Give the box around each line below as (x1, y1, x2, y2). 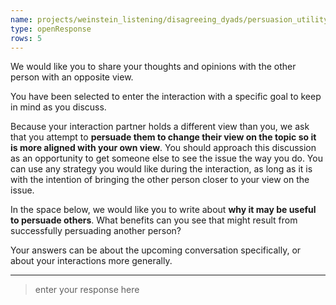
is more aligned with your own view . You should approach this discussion (10, 142, 317, 154)
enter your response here (34, 284, 140, 296)
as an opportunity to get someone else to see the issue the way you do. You (10, 152, 323, 165)
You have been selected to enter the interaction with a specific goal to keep (10, 91, 322, 103)
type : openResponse (10, 24, 92, 34)
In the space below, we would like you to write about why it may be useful (10, 204, 317, 216)
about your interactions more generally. (10, 255, 173, 267)
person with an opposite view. (10, 71, 134, 83)
